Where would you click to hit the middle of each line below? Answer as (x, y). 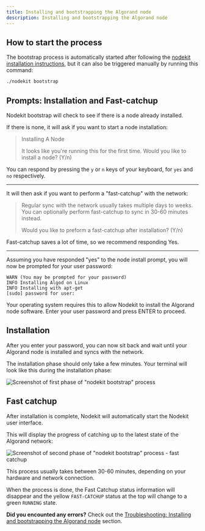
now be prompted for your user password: (59, 266)
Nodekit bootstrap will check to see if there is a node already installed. (95, 115)
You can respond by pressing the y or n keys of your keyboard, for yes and (100, 169)
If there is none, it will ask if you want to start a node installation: (87, 127)
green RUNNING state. (32, 502)
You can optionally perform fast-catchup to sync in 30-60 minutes (105, 212)
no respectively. (26, 176)
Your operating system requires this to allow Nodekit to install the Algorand (100, 305)
